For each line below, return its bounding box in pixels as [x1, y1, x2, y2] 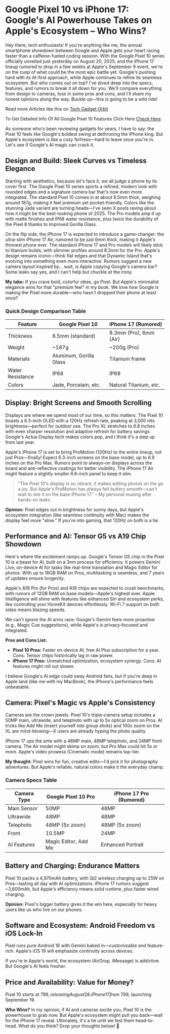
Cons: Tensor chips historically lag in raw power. [12, 652, 114, 658]
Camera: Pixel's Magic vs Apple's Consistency [5, 698, 156, 707]
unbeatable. [5, 684, 30, 690]
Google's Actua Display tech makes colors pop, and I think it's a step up [5, 434, 155, 440]
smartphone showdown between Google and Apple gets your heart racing [5, 47, 160, 53]
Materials [8, 355, 30, 362]
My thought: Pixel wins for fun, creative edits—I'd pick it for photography [5, 758, 158, 765]
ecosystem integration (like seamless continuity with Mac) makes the [5, 512, 149, 518]
